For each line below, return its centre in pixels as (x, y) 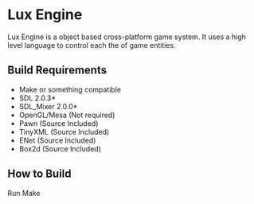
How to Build (40, 174)
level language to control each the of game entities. (92, 45)
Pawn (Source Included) (59, 123)
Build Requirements (57, 71)
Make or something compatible (70, 89)
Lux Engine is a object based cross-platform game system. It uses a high (127, 37)
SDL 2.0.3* (37, 98)
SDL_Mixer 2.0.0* (48, 106)
